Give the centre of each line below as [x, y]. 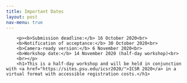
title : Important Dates [35, 11]
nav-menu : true [25, 22]
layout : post [22, 17]
